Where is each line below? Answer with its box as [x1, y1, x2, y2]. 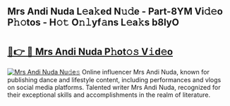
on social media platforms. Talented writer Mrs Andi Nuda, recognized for [7, 84, 221, 91]
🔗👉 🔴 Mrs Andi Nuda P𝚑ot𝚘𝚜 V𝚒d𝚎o [7, 46, 174, 58]
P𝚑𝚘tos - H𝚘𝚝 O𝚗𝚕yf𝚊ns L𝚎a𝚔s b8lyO [7, 17, 180, 29]
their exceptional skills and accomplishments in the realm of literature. [7, 91, 211, 99]
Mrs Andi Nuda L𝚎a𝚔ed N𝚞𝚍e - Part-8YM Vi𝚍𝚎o [7, 6, 224, 18]
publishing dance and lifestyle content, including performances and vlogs [7, 76, 222, 84]
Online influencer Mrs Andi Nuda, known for [81, 68, 210, 76]
